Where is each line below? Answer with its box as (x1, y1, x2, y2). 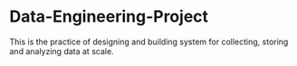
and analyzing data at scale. (9, 45, 115, 56)
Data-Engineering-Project (9, 6, 209, 27)
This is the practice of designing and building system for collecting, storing (9, 36, 289, 47)
